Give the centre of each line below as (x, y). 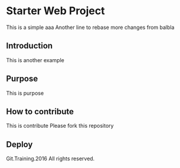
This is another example (35, 60)
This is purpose (25, 93)
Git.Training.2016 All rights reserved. (50, 159)
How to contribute (40, 112)
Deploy (19, 144)
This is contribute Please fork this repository (60, 126)
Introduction (30, 46)
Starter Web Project (55, 11)
